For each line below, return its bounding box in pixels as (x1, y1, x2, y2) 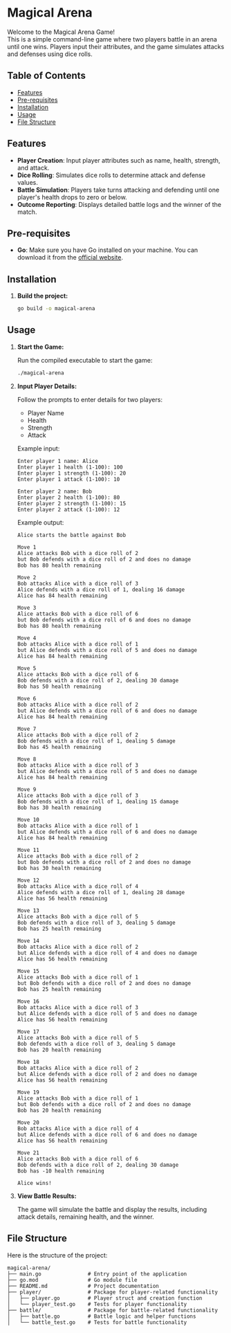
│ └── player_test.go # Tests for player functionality (7, 1300, 187, 1307)
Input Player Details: (17, 382, 77, 390)
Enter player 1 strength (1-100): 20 (17, 469, 127, 477)
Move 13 (17, 907, 39, 914)
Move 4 (17, 635, 37, 642)
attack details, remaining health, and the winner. (17, 1213, 154, 1221)
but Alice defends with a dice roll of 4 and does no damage (17, 950, 198, 956)
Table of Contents (7, 70, 86, 82)
